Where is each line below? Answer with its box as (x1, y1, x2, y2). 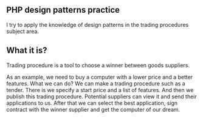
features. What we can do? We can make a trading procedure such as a (6, 79, 185, 87)
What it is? (6, 45, 47, 56)
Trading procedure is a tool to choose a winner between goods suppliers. (6, 61, 190, 69)
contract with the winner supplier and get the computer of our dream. (6, 106, 181, 113)
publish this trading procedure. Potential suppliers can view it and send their (6, 93, 198, 100)
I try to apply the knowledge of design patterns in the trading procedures (6, 21, 189, 28)
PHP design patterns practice (6, 5, 120, 15)
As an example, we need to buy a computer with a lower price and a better (6, 73, 193, 81)
